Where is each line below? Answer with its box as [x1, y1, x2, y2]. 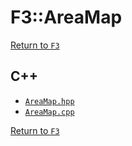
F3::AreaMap [10, 6, 123, 29]
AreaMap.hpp [24, 96, 75, 106]
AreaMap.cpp [24, 107, 75, 117]
